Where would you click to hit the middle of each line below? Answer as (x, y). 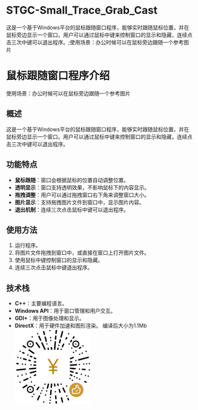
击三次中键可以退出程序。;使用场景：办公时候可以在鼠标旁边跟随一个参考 (95, 42)
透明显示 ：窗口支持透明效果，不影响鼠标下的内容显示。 (82, 187)
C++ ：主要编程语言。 (41, 303)
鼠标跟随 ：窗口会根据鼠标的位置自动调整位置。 (72, 180)
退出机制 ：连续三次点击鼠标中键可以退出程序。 (72, 209)
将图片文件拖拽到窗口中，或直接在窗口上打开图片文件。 (82, 253)
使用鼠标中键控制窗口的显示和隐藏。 (59, 260)
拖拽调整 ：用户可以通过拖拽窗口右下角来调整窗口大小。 (82, 195)
